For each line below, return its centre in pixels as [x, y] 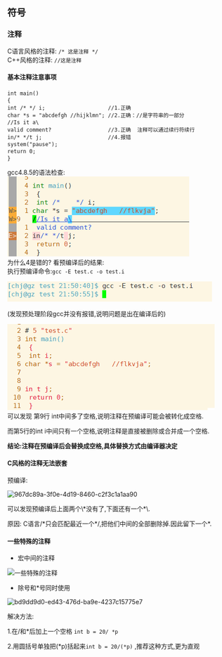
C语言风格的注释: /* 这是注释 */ [53, 51]
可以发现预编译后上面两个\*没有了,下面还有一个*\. [79, 509]
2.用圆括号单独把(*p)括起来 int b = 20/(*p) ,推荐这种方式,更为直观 [104, 646]
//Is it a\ [23, 122]
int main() [23, 93]
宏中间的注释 [36, 558]
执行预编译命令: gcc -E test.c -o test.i [66, 271]
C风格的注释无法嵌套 [38, 463]
